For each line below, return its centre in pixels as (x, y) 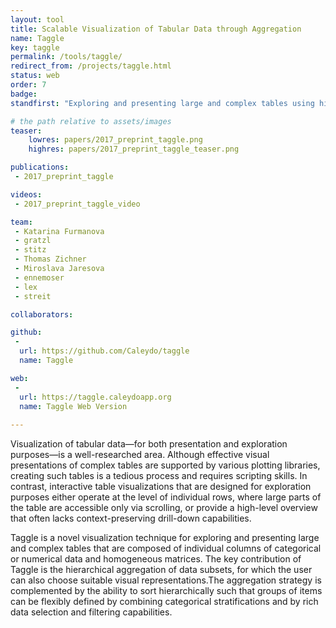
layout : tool (37, 19)
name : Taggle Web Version (73, 406)
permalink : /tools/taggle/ (66, 57)
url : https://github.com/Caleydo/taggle (104, 351)
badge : (24, 94)
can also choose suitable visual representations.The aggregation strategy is (166, 580)
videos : (26, 194)
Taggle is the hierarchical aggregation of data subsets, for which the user (161, 570)
